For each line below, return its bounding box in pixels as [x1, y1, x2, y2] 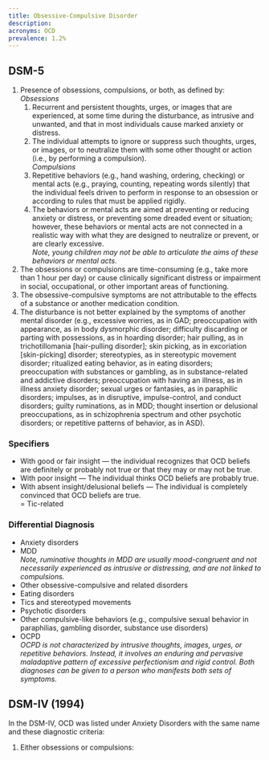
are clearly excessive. [31, 239, 104, 249]
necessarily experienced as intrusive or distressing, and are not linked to [19, 563, 262, 573]
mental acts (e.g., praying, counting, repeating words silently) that [31, 179, 251, 189]
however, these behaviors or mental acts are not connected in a [31, 222, 243, 231]
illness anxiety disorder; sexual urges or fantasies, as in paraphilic [19, 384, 238, 394]
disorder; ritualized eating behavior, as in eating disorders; [19, 358, 213, 368]
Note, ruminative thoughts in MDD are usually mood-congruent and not [19, 554, 257, 564]
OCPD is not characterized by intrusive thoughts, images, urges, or [19, 639, 243, 649]
